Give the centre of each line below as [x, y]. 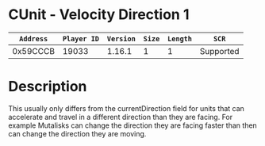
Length [180, 38]
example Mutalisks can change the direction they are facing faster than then [133, 125]
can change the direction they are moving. [77, 133]
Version [121, 38]
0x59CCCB [34, 51]
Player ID [81, 38]
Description [48, 87]
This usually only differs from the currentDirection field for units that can [126, 108]
